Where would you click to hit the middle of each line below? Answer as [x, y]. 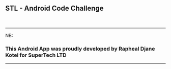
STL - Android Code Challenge [54, 8]
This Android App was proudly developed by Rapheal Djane [80, 49]
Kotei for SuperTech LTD [36, 55]
